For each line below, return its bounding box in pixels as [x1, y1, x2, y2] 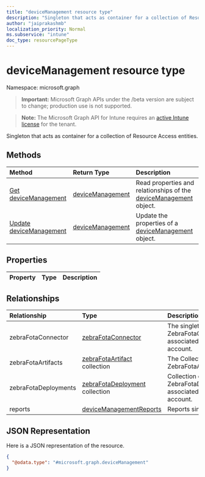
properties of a [135, 219, 179, 227]
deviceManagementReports [82, 405, 162, 413]
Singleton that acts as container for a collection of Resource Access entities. [6, 132, 198, 139]
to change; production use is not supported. [21, 102, 132, 109]
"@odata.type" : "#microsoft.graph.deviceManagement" [12, 459, 149, 466]
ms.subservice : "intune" [6, 32, 70, 38]
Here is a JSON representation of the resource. [6, 442, 125, 450]
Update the [135, 211, 168, 220]
